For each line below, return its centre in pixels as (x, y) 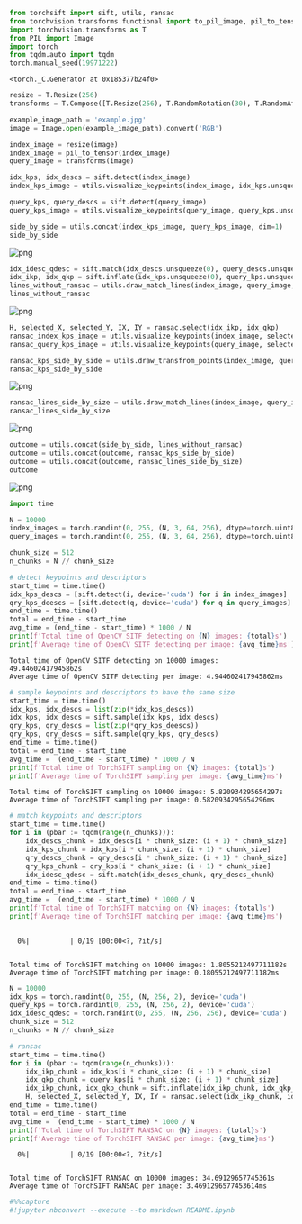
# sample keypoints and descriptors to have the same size (122, 692)
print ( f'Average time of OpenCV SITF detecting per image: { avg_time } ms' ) (152, 644)
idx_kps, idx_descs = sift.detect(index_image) (100, 177)
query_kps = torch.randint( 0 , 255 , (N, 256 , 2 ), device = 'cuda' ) (132, 1005)
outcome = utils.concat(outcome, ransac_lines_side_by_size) (126, 461)
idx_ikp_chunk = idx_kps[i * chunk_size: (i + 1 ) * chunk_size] (148, 1072)
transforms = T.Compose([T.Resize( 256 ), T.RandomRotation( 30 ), (130, 104)
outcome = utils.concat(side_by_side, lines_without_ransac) (126, 445)
